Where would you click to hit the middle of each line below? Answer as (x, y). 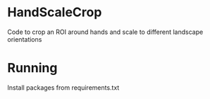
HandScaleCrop (55, 12)
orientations (25, 39)
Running (32, 68)
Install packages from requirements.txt (63, 87)
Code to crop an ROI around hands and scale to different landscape (105, 32)
